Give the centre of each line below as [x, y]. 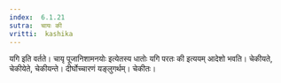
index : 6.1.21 [37, 17]
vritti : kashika [41, 34]
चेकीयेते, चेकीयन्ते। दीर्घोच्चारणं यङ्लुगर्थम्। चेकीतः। [83, 69]
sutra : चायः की [35, 26]
